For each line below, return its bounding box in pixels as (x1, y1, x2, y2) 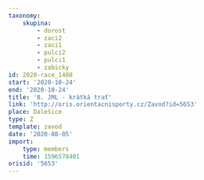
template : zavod (8, 123, 62, 131)
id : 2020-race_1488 (8, 71, 73, 79)
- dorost (37, 26, 66, 34)
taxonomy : (8, 11, 41, 20)
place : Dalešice (8, 108, 62, 116)
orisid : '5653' (8, 160, 59, 168)
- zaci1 (37, 41, 62, 49)
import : (8, 137, 34, 146)
